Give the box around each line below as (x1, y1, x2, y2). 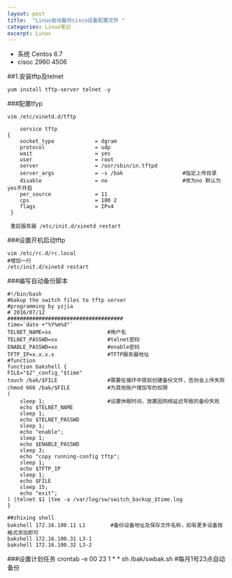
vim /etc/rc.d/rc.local (7, 250, 77, 257)
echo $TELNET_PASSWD (20, 416, 80, 424)
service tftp (20, 125, 58, 133)
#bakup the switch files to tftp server (7, 297, 127, 304)
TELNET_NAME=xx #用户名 (7, 329, 126, 336)
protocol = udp (20, 144, 111, 151)
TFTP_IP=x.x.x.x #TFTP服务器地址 (7, 351, 150, 358)
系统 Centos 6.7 (17, 50, 63, 58)
